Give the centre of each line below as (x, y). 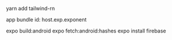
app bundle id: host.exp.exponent (46, 19)
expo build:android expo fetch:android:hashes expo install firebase (86, 31)
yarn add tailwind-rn (31, 8)
